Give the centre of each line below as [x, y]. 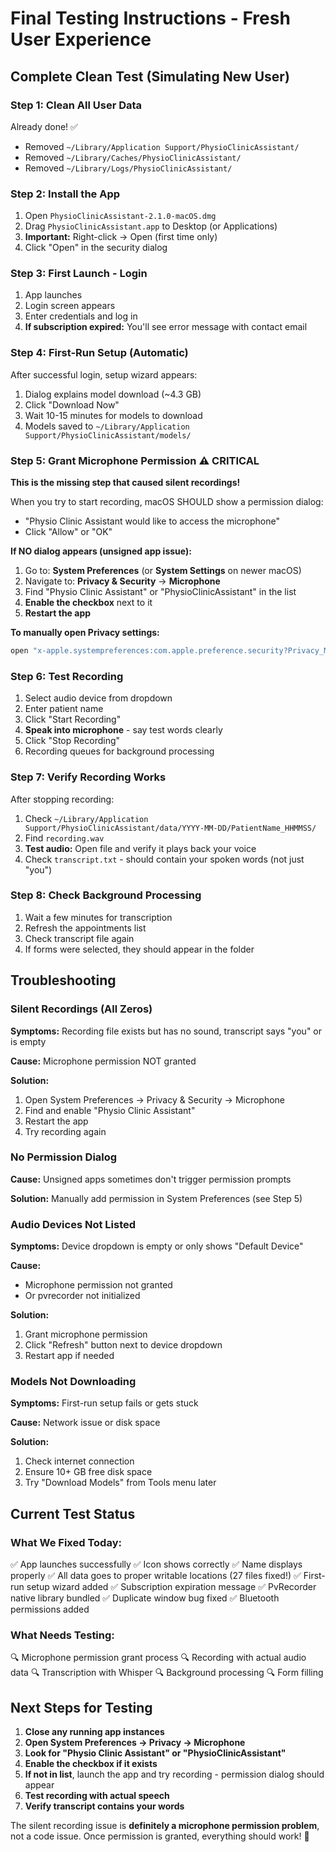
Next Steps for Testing [81, 1707]
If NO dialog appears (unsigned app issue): [101, 551]
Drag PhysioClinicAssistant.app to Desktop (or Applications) [151, 226]
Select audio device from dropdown [98, 698]
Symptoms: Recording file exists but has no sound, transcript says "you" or [166, 1031]
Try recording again [65, 1131]
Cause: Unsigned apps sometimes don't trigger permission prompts [151, 1179]
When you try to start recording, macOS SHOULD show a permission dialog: [167, 502]
